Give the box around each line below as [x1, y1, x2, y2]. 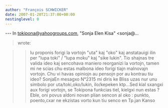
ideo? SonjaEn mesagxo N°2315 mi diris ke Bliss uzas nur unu [30, 76, 157, 82]
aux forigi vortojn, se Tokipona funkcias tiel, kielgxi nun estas [30, 87, 156, 93]
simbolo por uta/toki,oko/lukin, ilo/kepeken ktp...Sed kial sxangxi [30, 81, 163, 87]
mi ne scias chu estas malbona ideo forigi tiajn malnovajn [30, 65, 148, 71]
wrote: [17, 40, 31, 46]
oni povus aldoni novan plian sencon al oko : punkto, [42, 92, 150, 98]
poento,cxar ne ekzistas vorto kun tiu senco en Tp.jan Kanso [30, 97, 155, 103]
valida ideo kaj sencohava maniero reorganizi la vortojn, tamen [30, 60, 159, 66]
